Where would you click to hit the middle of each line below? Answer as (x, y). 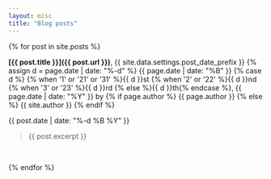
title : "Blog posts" (43, 23)
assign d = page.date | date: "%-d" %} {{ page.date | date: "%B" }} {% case (135, 70)
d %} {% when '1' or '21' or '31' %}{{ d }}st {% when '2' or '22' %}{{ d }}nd (133, 79)
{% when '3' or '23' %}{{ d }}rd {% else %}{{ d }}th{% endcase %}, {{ (125, 87)
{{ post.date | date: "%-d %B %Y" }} (69, 120)
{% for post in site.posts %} (55, 46)
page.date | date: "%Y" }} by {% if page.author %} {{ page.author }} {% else (135, 96)
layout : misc (30, 16)
